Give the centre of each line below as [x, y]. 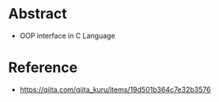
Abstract [38, 14]
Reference [43, 68]
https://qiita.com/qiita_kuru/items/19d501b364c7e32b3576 [115, 89]
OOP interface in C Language [68, 36]
